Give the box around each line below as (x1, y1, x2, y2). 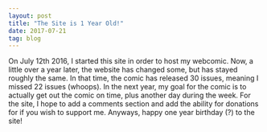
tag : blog (8, 34, 42, 43)
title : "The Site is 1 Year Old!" (8, 19, 125, 27)
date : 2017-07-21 (8, 27, 67, 35)
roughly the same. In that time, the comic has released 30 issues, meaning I (8, 73, 259, 83)
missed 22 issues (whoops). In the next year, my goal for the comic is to (8, 82, 247, 92)
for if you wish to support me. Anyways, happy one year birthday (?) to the (8, 108, 255, 118)
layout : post (8, 11, 52, 20)
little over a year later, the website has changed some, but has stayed (8, 65, 238, 75)
